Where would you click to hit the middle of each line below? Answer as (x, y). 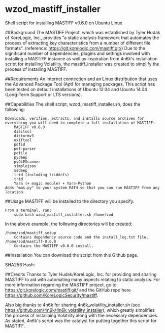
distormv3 (24, 136)
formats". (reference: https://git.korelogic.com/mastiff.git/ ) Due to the (75, 48)
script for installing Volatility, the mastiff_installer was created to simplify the (82, 64)
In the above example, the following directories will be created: (69, 224)
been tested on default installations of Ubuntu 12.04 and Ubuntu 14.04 (76, 89)
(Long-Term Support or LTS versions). (44, 95)
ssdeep (21, 170)
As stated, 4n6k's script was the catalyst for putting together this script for (81, 321)
